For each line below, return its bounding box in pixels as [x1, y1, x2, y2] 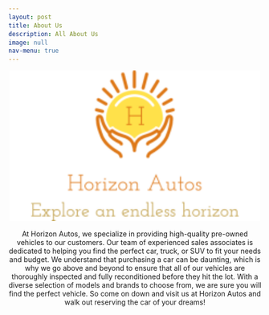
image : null [8, 39, 48, 47]
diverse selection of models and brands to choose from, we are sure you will [8, 280, 262, 290]
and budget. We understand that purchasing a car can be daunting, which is [9, 255, 261, 264]
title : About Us [8, 21, 63, 30]
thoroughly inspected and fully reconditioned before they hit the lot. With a [11, 272, 259, 281]
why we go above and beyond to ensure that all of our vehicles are [24, 264, 246, 273]
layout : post [8, 13, 52, 21]
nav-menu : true [8, 47, 59, 55]
